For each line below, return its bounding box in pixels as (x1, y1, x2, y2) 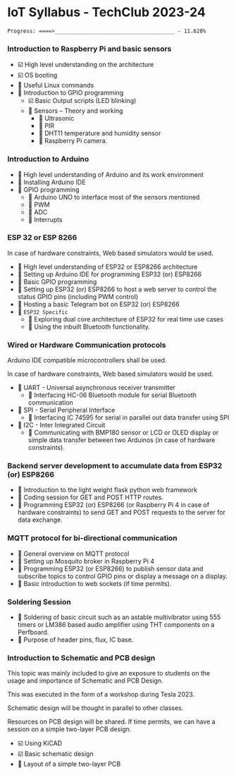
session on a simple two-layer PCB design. (7, 725, 132, 733)
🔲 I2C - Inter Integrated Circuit (17, 421, 106, 429)
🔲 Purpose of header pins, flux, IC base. (17, 635, 134, 644)
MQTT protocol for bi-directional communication (7, 533, 178, 543)
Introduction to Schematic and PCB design (7, 653, 156, 663)
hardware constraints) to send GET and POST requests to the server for (17, 508, 225, 517)
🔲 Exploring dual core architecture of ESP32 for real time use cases (27, 315, 224, 323)
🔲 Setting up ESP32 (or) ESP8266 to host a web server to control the (17, 285, 217, 293)
